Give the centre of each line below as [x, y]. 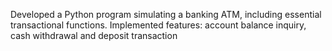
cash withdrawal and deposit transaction [94, 35]
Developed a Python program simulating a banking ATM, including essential [166, 14]
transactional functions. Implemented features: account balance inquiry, [158, 25]
